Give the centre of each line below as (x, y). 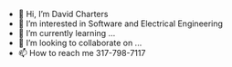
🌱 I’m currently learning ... (67, 33)
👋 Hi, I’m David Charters (63, 14)
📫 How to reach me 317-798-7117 (82, 53)
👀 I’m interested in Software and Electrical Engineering (121, 24)
